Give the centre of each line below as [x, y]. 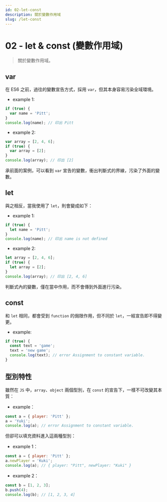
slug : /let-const [23, 19]
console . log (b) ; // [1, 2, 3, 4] [40, 494]
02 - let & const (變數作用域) [64, 46]
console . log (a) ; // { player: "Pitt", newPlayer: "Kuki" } [68, 466]
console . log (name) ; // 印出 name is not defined [56, 239]
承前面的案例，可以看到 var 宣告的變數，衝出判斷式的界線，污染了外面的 [80, 171]
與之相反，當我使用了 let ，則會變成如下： [49, 205]
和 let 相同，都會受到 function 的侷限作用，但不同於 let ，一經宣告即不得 [81, 315]
